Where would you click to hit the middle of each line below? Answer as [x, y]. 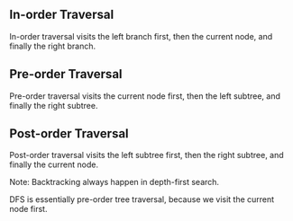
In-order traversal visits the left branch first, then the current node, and [141, 36]
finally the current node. [54, 164]
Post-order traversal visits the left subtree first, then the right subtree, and [146, 155]
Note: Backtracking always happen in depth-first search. [114, 182]
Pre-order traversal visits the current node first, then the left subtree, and [145, 96]
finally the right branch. [53, 46]
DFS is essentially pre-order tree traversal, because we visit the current [142, 199]
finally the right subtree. [54, 105]
